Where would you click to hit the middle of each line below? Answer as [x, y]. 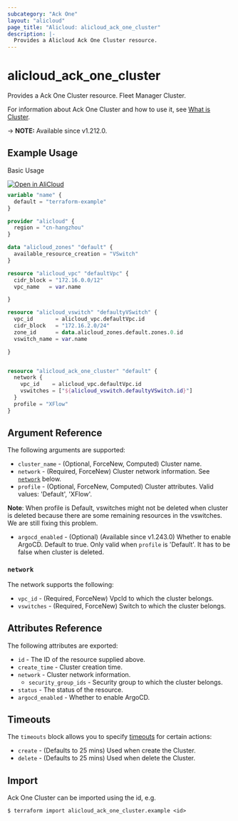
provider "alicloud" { [41, 221]
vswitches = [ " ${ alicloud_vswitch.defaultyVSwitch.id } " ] [107, 391]
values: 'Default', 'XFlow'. [55, 494]
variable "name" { [35, 195]
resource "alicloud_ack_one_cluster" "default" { [83, 371]
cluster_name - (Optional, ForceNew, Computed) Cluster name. [110, 464]
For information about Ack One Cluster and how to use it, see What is [109, 109]
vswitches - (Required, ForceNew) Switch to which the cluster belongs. [122, 606]
